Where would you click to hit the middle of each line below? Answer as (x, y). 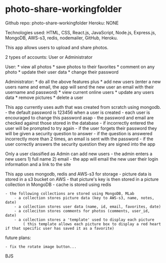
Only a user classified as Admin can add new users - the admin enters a (79, 154)
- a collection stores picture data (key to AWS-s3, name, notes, (84, 198)
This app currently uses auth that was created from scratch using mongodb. (83, 107)
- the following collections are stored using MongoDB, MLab (70, 193)
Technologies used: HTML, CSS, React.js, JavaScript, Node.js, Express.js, (81, 32)
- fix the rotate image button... (41, 247)
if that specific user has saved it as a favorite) (60, 228)
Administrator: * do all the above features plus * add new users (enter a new (83, 82)
